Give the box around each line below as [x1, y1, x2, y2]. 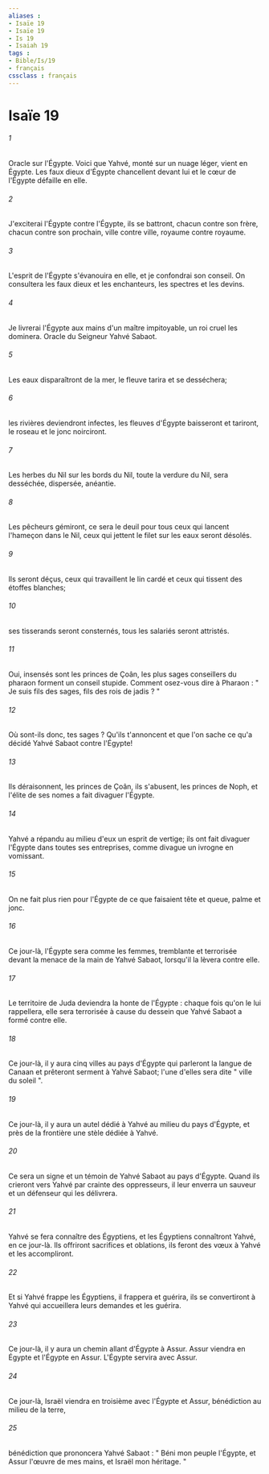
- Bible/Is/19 [8, 57, 56, 65]
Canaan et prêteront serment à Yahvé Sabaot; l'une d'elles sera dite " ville [8, 1067, 253, 1077]
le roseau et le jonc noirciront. [8, 427, 107, 437]
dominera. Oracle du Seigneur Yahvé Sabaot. [8, 331, 157, 341]
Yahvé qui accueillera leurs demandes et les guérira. [8, 1301, 182, 1310]
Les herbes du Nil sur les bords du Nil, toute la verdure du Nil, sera [8, 470, 229, 480]
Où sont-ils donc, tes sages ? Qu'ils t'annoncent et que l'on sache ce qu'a [8, 730, 253, 739]
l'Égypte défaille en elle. [8, 176, 88, 185]
